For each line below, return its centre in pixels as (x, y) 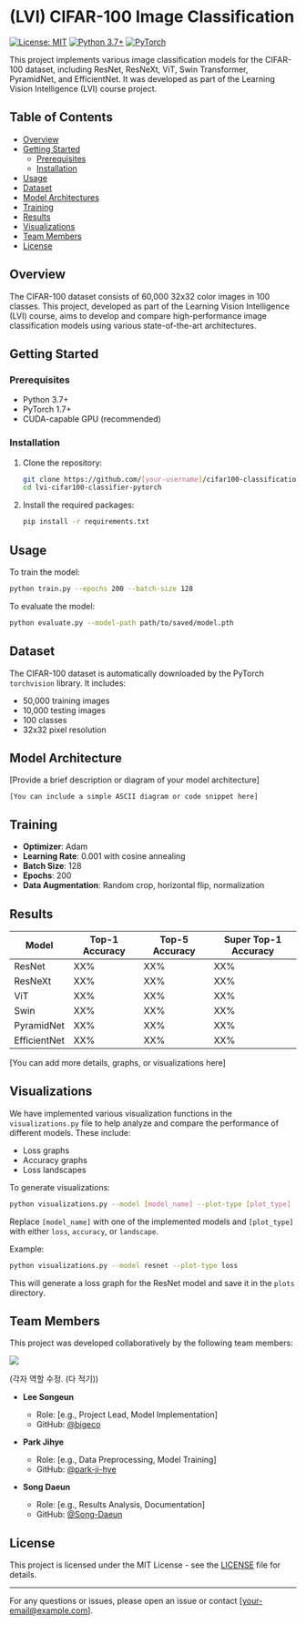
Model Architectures (61, 197)
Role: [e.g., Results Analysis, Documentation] (121, 1505)
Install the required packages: (78, 505)
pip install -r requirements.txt (86, 522)
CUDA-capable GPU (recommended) (92, 419)
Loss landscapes (54, 1170)
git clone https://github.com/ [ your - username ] (112, 479)
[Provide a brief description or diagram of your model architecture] (134, 780)
